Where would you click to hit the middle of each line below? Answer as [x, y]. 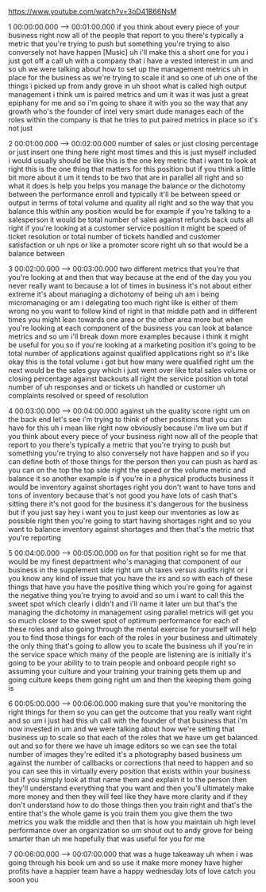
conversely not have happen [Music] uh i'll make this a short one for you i [128, 52]
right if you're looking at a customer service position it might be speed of [127, 228]
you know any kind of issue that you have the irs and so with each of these [130, 578]
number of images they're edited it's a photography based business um [125, 754]
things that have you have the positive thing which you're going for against [130, 587]
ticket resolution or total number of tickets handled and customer [114, 237]
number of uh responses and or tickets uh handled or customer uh [117, 387]
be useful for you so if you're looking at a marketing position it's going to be [132, 345]
